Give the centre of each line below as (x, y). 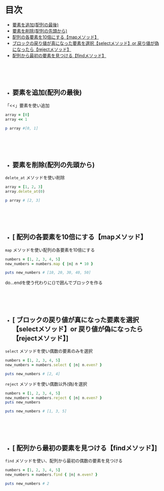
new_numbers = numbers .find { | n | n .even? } (51, 474)
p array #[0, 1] (22, 128)
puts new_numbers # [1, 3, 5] (36, 411)
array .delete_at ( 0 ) (25, 192)
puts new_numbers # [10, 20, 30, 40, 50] (48, 273)
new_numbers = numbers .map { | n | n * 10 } (49, 264)
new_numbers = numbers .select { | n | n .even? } (54, 365)
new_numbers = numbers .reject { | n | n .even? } (54, 398)
